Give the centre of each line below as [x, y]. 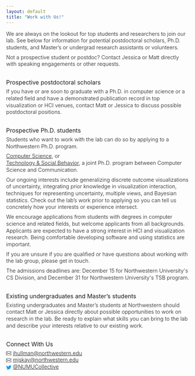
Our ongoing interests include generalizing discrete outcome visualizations [97, 179]
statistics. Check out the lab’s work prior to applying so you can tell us [91, 200]
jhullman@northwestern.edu [47, 353]
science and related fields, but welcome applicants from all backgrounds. [95, 223]
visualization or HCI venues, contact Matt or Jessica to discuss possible [94, 105]
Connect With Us [30, 344]
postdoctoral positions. [34, 112]
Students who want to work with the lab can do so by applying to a [88, 139]
